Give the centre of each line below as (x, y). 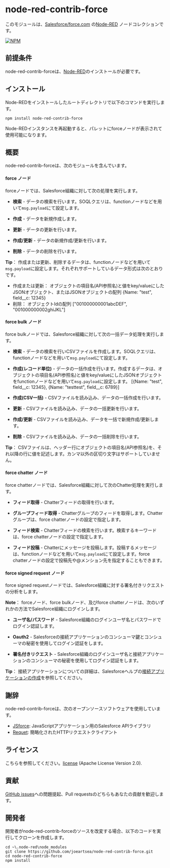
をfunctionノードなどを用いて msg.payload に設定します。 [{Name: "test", (88, 381)
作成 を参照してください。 (58, 678)
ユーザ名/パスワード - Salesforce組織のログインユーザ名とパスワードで (87, 620)
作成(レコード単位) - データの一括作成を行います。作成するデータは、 (85, 368)
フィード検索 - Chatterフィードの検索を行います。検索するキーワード (84, 530)
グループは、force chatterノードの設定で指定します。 (68, 519)
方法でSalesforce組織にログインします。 (61, 609)
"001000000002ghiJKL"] (39, 309)
